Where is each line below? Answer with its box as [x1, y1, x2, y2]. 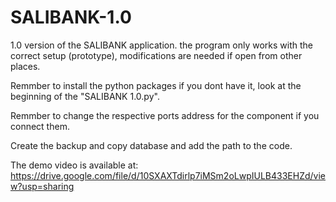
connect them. [10, 120, 70, 132]
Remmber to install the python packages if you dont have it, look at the [10, 79, 302, 91]
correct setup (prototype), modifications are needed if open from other [10, 49, 303, 61]
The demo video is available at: [10, 159, 139, 171]
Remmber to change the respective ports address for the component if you [10, 109, 320, 121]
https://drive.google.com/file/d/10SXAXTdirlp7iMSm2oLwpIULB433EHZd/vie [10, 169, 326, 181]
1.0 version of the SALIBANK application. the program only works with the [10, 39, 314, 51]
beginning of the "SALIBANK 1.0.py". [10, 90, 160, 102]
